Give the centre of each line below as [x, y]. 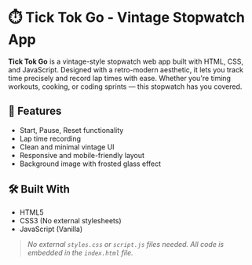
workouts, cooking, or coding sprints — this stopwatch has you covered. [125, 86]
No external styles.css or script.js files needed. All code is [126, 244]
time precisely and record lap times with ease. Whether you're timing [120, 78]
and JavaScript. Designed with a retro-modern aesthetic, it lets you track [126, 69]
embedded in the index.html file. [80, 252]
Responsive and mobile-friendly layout [82, 155]
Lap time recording [50, 138]
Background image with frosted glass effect [90, 164]
